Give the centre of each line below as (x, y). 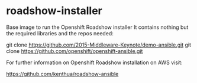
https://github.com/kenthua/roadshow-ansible (62, 74)
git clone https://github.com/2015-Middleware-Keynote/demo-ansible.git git (98, 45)
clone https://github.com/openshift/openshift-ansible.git (75, 51)
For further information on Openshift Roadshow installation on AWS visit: (94, 62)
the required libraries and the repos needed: (60, 33)
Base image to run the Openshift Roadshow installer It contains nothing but (97, 27)
